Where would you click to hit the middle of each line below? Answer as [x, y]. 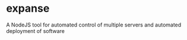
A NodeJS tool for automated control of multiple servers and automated [94, 25]
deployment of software [36, 31]
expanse [28, 9]
